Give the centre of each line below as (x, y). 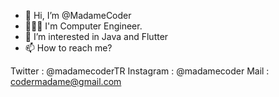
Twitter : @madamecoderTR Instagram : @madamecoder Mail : (140, 71)
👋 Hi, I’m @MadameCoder (78, 15)
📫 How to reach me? (68, 48)
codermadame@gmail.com (66, 81)
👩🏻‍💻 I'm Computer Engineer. (83, 26)
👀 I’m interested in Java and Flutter (96, 36)
